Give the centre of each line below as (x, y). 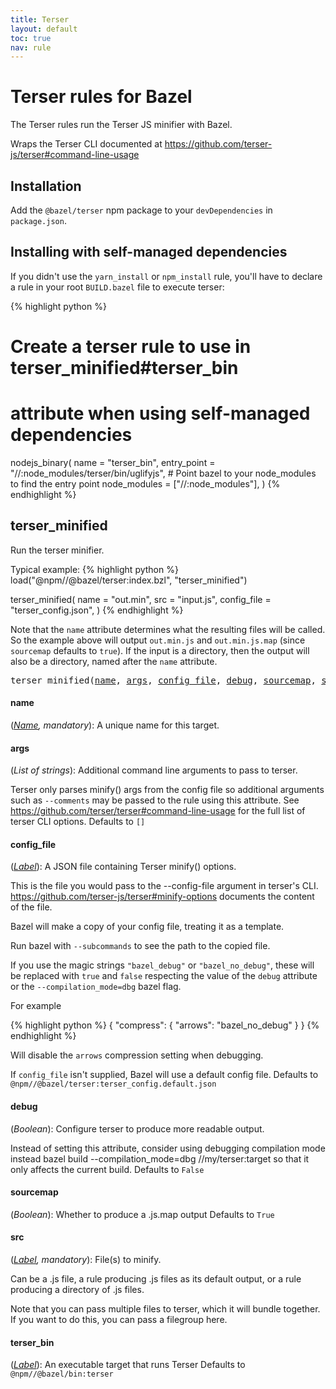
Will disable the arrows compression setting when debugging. (137, 1055)
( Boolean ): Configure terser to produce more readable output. (137, 1128)
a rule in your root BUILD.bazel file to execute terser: (117, 287)
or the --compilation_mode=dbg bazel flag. (96, 987)
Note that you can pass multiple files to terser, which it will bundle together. (165, 1308)
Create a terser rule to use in (131, 347)
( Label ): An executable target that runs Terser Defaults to (128, 1365)
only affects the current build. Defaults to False (107, 1169)
